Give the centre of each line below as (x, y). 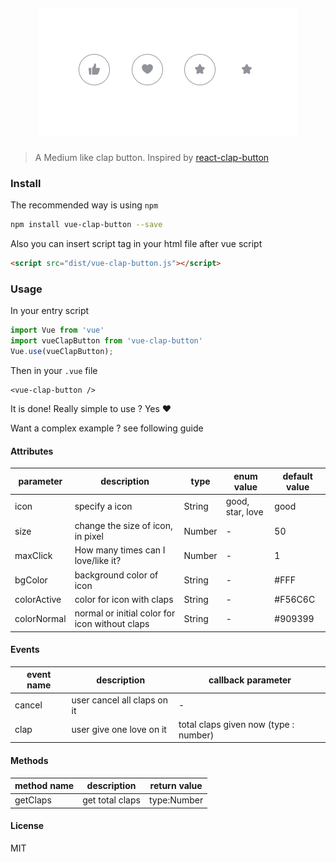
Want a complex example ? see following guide (107, 428)
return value (176, 786)
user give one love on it (119, 730)
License (27, 826)
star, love (244, 511)
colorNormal (40, 618)
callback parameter (250, 680)
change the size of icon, (123, 526)
